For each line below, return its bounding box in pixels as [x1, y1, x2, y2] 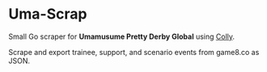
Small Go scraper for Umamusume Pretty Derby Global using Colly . [8, 32, 235, 41]
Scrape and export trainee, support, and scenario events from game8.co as [8, 47, 260, 57]
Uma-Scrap [8, 5, 87, 23]
